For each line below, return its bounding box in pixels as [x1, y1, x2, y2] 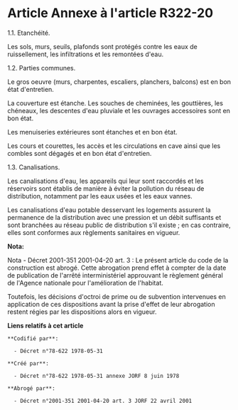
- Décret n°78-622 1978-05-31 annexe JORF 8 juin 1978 [13, 372, 180, 379]
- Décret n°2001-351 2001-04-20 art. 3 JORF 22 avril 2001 [13, 397, 193, 404]
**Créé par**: [7, 359, 50, 367]
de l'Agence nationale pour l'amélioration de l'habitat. [7, 278, 163, 287]
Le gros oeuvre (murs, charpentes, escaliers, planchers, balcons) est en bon [7, 77, 232, 86]
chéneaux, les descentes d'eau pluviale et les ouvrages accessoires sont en [7, 106, 231, 115]
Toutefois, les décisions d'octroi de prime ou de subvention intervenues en [7, 292, 226, 300]
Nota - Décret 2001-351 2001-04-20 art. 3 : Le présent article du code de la [7, 256, 229, 264]
